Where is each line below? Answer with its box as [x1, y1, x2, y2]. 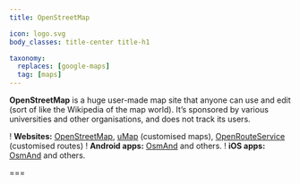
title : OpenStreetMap [9, 13, 90, 22]
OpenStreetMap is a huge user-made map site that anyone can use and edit [9, 95, 291, 105]
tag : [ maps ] [17, 71, 63, 79]
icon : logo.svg [9, 29, 66, 38]
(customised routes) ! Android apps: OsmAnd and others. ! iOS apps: [9, 140, 266, 151]
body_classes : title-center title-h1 [9, 38, 150, 46]
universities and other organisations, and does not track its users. [9, 113, 251, 124]
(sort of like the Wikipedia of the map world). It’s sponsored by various [9, 105, 269, 114]
